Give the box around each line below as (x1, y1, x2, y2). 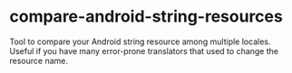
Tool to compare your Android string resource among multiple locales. (9, 36, 271, 47)
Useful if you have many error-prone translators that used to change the (9, 45, 279, 56)
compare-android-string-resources (9, 6, 283, 27)
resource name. (9, 55, 68, 66)
